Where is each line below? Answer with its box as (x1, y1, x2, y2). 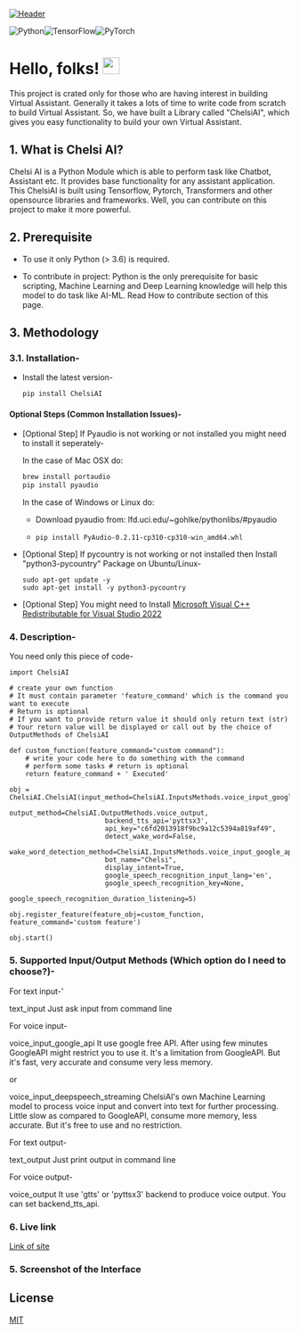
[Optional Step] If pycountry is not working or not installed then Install (21, 549, 278, 559)
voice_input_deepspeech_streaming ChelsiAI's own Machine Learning (9, 1091, 266, 1102)
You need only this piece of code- (9, 651, 133, 662)
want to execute (9, 700, 69, 708)
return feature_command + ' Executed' (25, 770, 169, 779)
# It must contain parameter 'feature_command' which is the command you (9, 691, 289, 700)
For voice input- (9, 1020, 69, 1031)
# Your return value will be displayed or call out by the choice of (9, 723, 273, 732)
